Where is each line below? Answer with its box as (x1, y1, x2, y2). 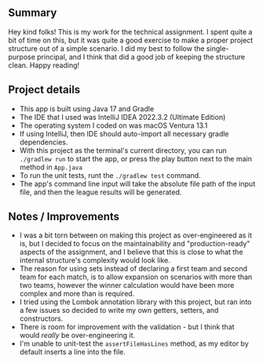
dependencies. (19, 137, 68, 147)
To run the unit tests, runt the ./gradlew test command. (19, 170, 202, 180)
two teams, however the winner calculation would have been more (19, 281, 235, 290)
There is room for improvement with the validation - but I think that (19, 322, 235, 332)
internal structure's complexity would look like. (19, 256, 170, 265)
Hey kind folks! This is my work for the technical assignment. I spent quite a (8, 27, 253, 36)
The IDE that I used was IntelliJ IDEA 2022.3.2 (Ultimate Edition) (19, 112, 226, 122)
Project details (8, 83, 81, 96)
